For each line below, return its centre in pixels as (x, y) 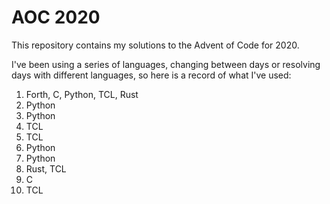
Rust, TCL (46, 168)
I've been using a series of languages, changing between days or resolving (166, 64)
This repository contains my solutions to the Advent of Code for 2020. (155, 45)
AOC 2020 (56, 17)
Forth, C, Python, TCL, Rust (82, 94)
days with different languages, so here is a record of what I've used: (151, 75)
